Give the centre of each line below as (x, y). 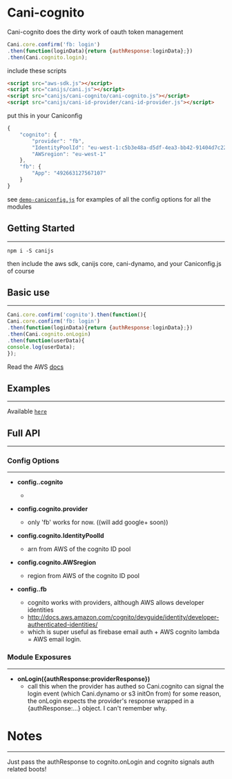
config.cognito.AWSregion (57, 562)
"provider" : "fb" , (58, 141)
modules (20, 206)
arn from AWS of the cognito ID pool (79, 549)
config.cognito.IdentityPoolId (61, 536)
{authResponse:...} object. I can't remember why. (97, 708)
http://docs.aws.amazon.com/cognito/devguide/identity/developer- (123, 617)
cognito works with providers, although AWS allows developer (116, 603)
